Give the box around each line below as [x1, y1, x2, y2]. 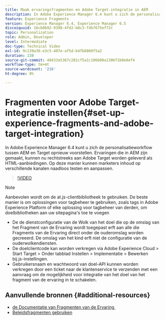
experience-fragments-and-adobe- [5, 118, 154, 129]
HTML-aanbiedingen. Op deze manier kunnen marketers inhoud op [5, 160, 141, 166]
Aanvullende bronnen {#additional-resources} [5, 291, 151, 299]
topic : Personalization [5, 30, 54, 35]
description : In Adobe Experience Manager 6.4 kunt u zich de [5, 12, 135, 17]
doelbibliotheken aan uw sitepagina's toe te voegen [5, 210, 110, 216]
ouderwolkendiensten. [12, 240, 58, 246]
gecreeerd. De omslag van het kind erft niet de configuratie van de [12, 235, 147, 241]
